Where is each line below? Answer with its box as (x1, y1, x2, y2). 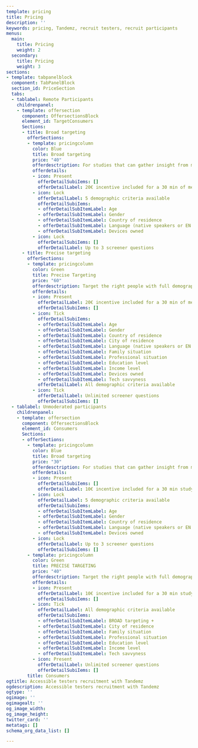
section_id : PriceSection (11, 86, 75, 92)
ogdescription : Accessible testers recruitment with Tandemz (6, 684, 160, 690)
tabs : (11, 91, 25, 97)
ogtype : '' (6, 689, 33, 695)
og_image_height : (6, 711, 49, 717)
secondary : (11, 53, 38, 58)
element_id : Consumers (21, 426, 78, 432)
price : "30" (32, 459, 62, 465)
